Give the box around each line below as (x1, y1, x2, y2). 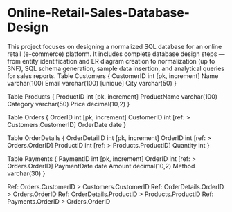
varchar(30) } (7, 169, 46, 177)
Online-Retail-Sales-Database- (7, 5, 190, 21)
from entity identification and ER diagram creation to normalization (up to (7, 57, 215, 65)
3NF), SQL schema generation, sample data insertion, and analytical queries (7, 64, 225, 73)
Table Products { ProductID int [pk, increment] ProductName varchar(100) (7, 92, 218, 101)
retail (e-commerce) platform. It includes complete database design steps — (7, 50, 225, 58)
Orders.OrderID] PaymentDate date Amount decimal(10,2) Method (7, 162, 195, 170)
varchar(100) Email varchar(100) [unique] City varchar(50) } (7, 79, 177, 87)
